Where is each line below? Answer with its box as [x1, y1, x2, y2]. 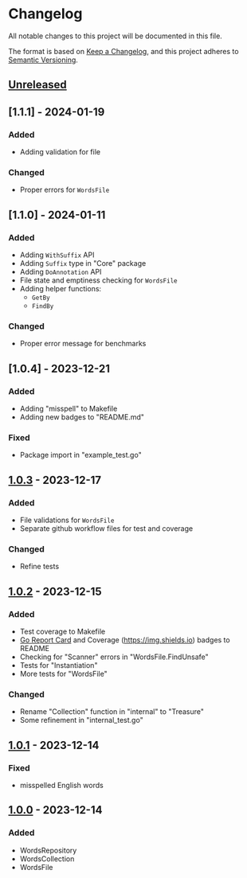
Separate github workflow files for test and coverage [19, 523, 194, 533]
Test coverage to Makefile [19, 626, 106, 636]
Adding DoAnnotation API [19, 267, 102, 276]
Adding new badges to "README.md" [19, 412, 145, 422]
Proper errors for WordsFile [19, 185, 110, 195]
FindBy [31, 302, 54, 310]
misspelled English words [19, 780, 104, 790]
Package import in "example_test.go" [19, 451, 142, 460]
